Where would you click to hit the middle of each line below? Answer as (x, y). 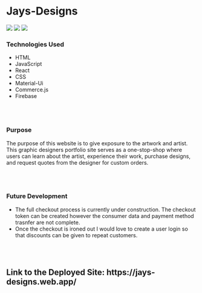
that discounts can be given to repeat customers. (76, 235)
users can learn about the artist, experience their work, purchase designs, (98, 156)
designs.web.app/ (41, 282)
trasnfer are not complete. (47, 222)
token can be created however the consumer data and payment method (105, 216)
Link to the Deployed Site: (55, 273)
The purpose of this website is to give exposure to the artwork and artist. (97, 143)
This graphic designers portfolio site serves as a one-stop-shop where (94, 150)
